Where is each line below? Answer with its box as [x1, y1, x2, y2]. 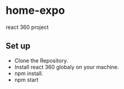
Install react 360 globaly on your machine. [14, 63, 119, 70]
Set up [5, 41, 31, 51]
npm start [14, 76, 39, 83]
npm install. [14, 70, 43, 77]
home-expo [5, 4, 66, 17]
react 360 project [5, 23, 49, 31]
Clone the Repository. [14, 57, 69, 64]
